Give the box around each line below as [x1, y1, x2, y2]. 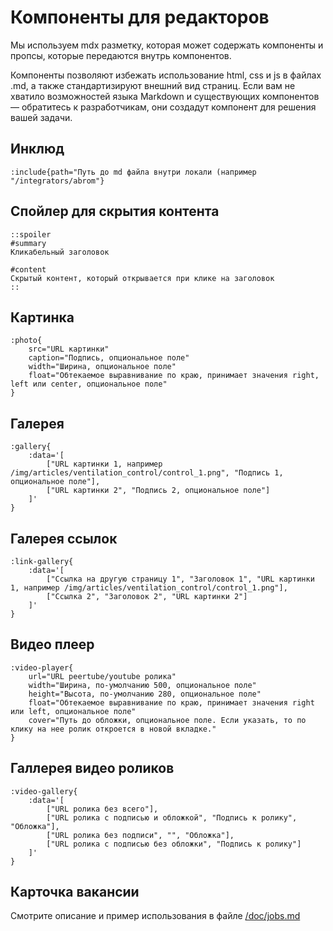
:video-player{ [10, 662, 74, 673]
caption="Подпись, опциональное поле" [28, 353, 190, 363]
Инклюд [10, 141, 65, 158]
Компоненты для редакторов [10, 6, 270, 29]
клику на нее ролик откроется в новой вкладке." [10, 724, 217, 734]
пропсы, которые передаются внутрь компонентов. [10, 49, 232, 61]
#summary [10, 238, 47, 248]
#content [10, 264, 47, 275]
